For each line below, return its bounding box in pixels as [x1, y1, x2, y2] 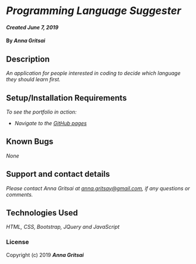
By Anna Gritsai [6, 37, 46, 44]
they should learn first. [6, 76, 61, 83]
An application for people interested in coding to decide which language [6, 70, 181, 77]
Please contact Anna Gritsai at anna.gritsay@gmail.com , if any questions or [6, 184, 190, 191]
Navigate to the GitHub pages [14, 120, 87, 126]
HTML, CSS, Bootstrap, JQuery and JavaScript [6, 224, 120, 231]
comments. [6, 191, 33, 198]
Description [6, 54, 50, 64]
